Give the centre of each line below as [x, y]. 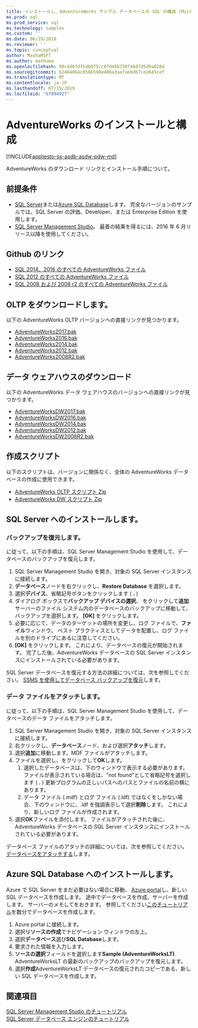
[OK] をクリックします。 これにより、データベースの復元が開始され [96, 645]
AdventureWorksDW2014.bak [50, 424]
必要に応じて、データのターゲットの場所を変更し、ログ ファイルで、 [98, 623]
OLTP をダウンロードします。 [59, 305]
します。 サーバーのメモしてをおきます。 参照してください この [82, 904]
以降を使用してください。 [61, 234]
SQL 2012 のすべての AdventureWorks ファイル [72, 277]
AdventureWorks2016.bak [46, 338]
